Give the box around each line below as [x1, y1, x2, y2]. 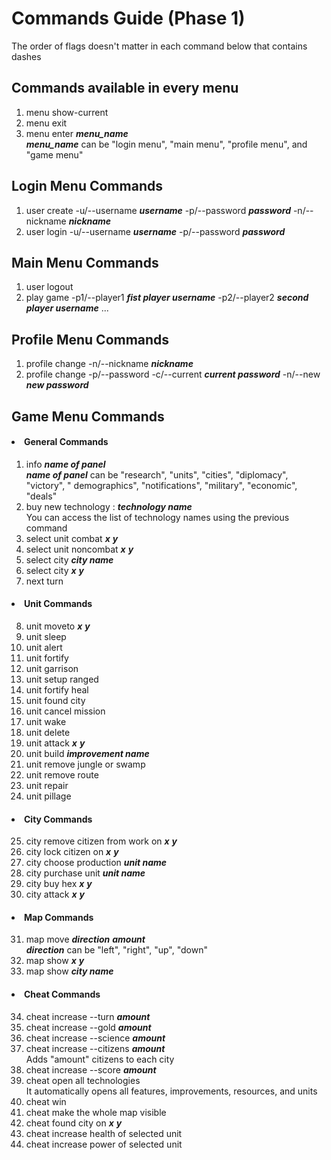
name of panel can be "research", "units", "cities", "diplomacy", [25, 468, 289, 481]
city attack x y [25, 888, 85, 901]
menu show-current [25, 106, 109, 118]
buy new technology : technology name [25, 500, 193, 512]
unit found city [25, 694, 86, 706]
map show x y [25, 955, 85, 967]
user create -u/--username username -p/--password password [25, 204, 291, 216]
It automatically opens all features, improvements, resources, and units [25, 1085, 318, 1097]
